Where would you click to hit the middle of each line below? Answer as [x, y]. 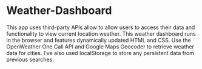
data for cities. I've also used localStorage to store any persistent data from [100, 53]
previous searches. [30, 59]
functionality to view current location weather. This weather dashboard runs [101, 33]
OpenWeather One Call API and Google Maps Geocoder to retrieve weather [100, 47]
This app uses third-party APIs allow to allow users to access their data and [101, 27]
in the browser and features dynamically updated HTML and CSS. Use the [99, 40]
